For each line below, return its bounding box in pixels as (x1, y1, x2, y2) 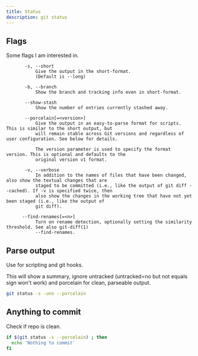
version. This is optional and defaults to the (6, 152, 126, 158)
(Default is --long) (35, 74, 86, 80)
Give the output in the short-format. (35, 69, 132, 75)
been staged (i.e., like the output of (6, 198, 105, 205)
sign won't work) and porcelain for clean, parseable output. (6, 279, 151, 287)
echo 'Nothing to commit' (11, 339, 76, 346)
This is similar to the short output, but (6, 126, 113, 132)
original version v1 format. (35, 157, 108, 163)
